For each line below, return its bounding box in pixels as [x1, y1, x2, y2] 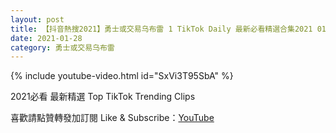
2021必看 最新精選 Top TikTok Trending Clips [10, 91, 196, 103]
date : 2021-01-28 [10, 33, 83, 43]
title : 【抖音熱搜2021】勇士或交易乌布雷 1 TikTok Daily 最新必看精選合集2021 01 [10, 24, 327, 34]
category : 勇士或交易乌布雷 [10, 42, 115, 53]
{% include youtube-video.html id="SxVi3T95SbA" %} [10, 70, 234, 82]
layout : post [10, 14, 65, 25]
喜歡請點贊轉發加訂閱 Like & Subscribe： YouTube [10, 112, 215, 124]
